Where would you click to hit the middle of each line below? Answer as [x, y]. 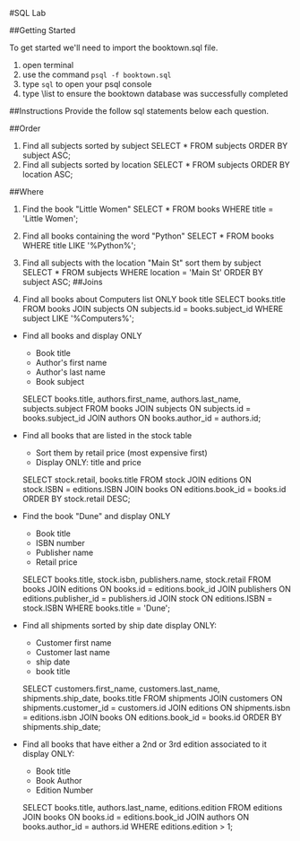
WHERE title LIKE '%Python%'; [79, 245]
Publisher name [64, 552]
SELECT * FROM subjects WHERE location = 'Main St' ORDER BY [143, 272]
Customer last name [73, 652]
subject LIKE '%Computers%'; [78, 318]
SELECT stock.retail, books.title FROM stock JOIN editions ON [137, 480]
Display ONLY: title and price [88, 462]
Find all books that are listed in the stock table [107, 435]
